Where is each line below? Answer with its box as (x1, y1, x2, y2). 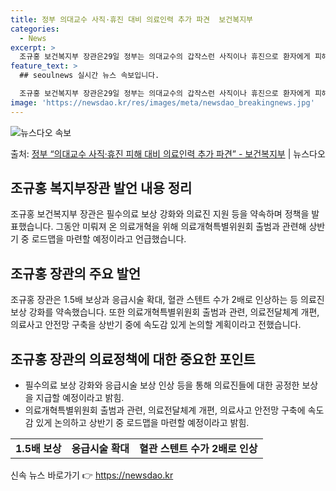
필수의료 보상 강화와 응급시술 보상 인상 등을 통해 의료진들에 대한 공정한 (24, 379, 300, 391)
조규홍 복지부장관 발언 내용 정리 (10, 180, 193, 197)
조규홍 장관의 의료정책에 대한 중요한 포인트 (10, 351, 256, 368)
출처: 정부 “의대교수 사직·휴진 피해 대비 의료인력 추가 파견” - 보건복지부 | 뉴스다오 (10, 147, 326, 160)
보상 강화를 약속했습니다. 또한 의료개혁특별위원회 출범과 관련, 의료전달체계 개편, (10, 306, 320, 318)
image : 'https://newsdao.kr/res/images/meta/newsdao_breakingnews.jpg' (10, 97, 315, 108)
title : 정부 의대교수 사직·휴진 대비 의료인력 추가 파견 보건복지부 (10, 14, 254, 25)
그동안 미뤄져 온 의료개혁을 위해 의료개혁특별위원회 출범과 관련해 (55, 221, 307, 233)
